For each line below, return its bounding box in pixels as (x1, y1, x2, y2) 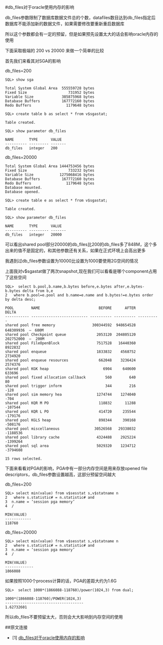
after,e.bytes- (113, 284, 145, 289)
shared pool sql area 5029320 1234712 (5, 444, 136, 448)
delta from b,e (22, 289, 54, 293)
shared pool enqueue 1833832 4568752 (5, 349, 136, 354)
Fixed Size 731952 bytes (5, 90, 95, 95)
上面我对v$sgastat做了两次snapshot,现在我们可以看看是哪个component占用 (5, 268, 157, 274)
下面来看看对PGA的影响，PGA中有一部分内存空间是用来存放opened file (5, 466, 147, 471)
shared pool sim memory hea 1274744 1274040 (5, 392, 136, 397)
